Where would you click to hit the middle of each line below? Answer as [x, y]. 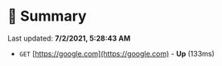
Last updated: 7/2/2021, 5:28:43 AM [69, 38]
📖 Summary [47, 16]
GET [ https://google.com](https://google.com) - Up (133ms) [117, 53]
